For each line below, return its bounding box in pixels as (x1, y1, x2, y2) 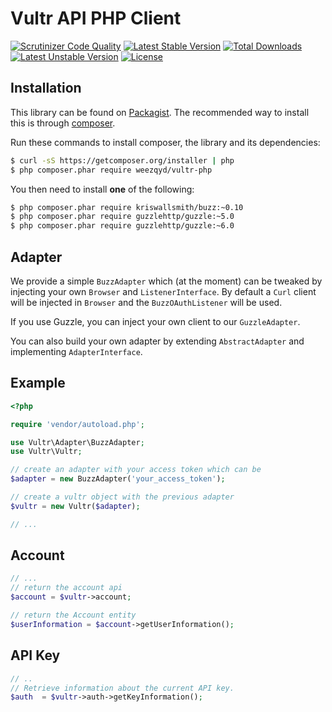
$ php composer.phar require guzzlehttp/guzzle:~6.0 (10, 221, 235, 231)
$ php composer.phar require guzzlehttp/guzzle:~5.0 (10, 212, 235, 222)
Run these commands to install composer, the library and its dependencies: (10, 136, 321, 148)
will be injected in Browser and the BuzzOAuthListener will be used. (10, 296, 283, 308)
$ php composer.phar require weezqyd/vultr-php (10, 165, 213, 175)
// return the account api (10, 583, 123, 593)
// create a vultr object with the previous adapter (10, 492, 235, 502)
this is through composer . (10, 117, 116, 129)
